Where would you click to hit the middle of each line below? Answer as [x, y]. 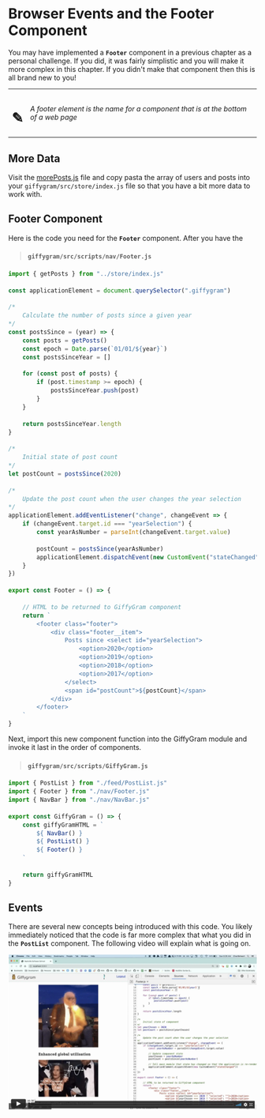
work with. [25, 194]
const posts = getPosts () [65, 341]
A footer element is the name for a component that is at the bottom [138, 108]
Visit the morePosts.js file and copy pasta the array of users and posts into [129, 177]
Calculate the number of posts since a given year [107, 316]
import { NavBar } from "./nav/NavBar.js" [79, 800]
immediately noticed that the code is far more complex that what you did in [130, 935]
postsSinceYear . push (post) [95, 391]
